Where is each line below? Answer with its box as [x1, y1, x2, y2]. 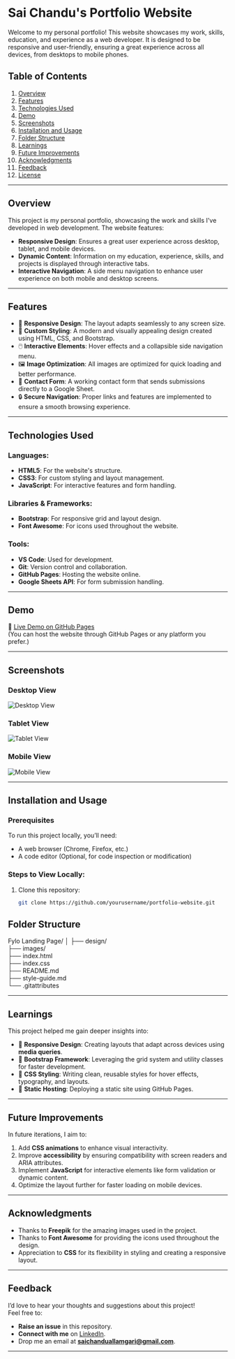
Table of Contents [8, 71, 88, 82]
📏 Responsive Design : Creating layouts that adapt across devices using [17, 1041, 225, 1049]
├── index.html [8, 952, 53, 960]
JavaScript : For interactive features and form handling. [17, 481, 176, 490]
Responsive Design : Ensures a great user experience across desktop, [17, 237, 220, 245]
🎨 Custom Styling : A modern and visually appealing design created [17, 327, 212, 335]
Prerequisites [8, 816, 54, 825]
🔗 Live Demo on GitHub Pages [8, 623, 95, 631]
